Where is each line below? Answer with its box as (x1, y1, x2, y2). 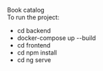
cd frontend (16, 41, 51, 49)
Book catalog (7, 6, 45, 14)
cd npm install (16, 48, 57, 57)
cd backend (16, 27, 51, 34)
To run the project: (7, 13, 60, 21)
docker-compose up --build (16, 34, 96, 42)
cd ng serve (16, 56, 51, 64)
